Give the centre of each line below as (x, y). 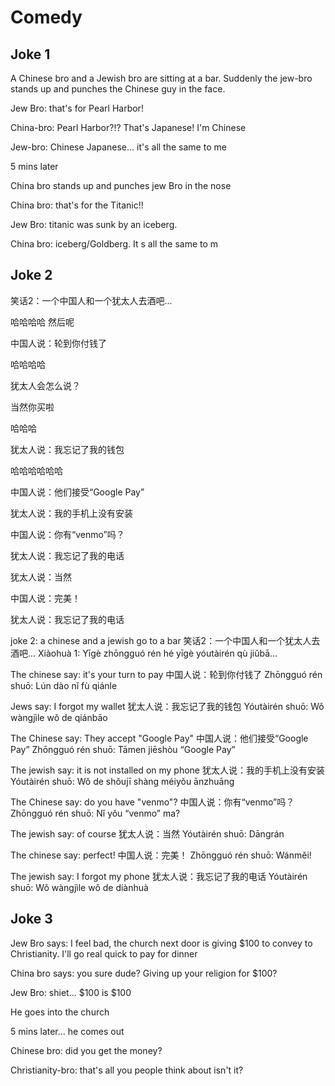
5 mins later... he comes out (67, 1031)
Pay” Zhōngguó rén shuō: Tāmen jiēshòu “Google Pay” (123, 749)
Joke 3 (31, 919)
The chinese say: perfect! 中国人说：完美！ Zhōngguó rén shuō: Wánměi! (161, 855)
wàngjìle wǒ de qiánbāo (59, 717)
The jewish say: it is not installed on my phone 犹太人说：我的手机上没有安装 (167, 770)
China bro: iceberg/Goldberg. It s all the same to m (114, 244)
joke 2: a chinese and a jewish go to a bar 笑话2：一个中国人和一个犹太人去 (165, 640)
